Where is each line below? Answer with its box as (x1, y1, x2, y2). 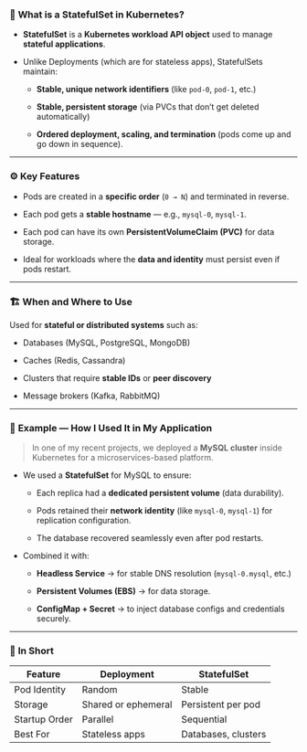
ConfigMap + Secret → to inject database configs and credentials (36, 603, 285, 615)
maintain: (22, 66, 58, 77)
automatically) (36, 111, 90, 122)
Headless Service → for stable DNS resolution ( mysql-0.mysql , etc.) (36, 568, 292, 579)
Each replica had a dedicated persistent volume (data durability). (36, 488, 285, 499)
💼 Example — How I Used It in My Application (9, 421, 213, 434)
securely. (36, 613, 71, 624)
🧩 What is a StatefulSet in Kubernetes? (9, 8, 185, 21)
